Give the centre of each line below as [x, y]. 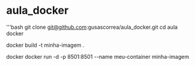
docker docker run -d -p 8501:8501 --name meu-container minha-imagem [98, 56]
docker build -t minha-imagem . [45, 45]
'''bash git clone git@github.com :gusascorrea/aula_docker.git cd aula [92, 27]
